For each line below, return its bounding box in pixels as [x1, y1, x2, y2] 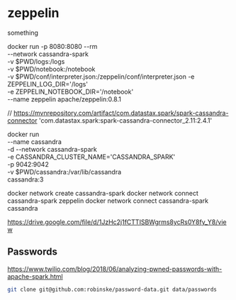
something [7, 28, 39, 37]
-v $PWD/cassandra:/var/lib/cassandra [7, 167, 122, 176]
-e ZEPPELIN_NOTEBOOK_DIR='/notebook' [7, 87, 134, 96]
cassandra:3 [7, 175, 44, 184]
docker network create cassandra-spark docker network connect [7, 189, 198, 197]
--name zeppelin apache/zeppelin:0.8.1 [7, 94, 122, 104]
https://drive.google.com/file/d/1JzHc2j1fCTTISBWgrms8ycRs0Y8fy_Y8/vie [7, 218, 227, 226]
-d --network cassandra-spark [7, 145, 97, 153]
